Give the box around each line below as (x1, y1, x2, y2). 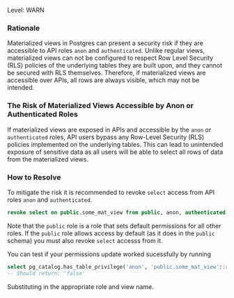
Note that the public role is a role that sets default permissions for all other (7, 221, 221, 230)
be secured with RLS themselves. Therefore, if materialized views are (7, 69, 207, 77)
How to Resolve (7, 172, 61, 182)
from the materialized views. (7, 155, 89, 163)
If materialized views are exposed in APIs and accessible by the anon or (7, 125, 212, 134)
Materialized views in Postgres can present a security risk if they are (7, 39, 203, 47)
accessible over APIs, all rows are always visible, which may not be (7, 76, 200, 84)
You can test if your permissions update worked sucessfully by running (7, 250, 211, 258)
